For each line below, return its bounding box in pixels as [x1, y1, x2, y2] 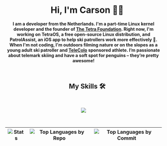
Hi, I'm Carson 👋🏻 [50, 4, 124, 16]
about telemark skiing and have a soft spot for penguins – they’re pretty [8, 52, 159, 58]
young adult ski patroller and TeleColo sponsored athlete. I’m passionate [7, 47, 160, 53]
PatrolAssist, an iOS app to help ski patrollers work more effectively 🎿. [9, 37, 158, 43]
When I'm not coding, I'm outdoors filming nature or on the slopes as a [9, 42, 158, 48]
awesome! [72, 57, 95, 63]
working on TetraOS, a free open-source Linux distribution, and [16, 31, 151, 37]
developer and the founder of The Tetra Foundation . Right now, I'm [13, 26, 154, 32]
